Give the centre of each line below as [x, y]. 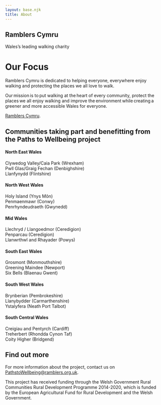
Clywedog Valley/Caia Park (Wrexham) [45, 163]
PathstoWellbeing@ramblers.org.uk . [42, 372]
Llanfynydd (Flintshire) [28, 174]
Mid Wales [16, 218]
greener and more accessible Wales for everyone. [56, 106]
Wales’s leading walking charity [37, 47]
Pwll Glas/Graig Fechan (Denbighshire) [45, 168]
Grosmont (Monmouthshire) [34, 262]
